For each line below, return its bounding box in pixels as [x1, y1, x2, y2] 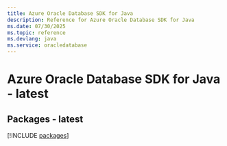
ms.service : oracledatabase [7, 42, 88, 49]
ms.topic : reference [7, 29, 67, 36]
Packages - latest [7, 113, 84, 125]
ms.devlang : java [7, 36, 57, 42]
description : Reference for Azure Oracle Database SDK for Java [7, 16, 195, 23]
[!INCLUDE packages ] [7, 132, 69, 139]
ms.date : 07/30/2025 [7, 23, 67, 29]
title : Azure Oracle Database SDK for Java [7, 10, 134, 17]
